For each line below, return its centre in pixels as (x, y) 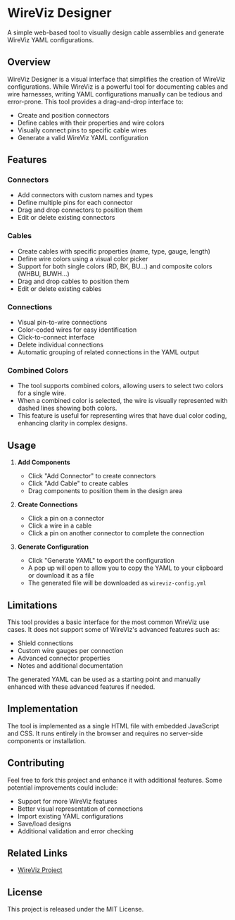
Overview (29, 62)
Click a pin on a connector (66, 518)
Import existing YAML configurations (70, 816)
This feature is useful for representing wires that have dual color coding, (122, 416)
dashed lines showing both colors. (67, 408)
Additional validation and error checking (75, 831)
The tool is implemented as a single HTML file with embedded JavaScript (113, 726)
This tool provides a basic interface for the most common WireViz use (108, 622)
